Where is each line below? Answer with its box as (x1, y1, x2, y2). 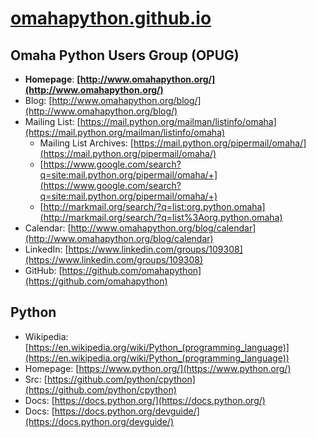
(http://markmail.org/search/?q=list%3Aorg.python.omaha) (39, 212, 283, 223)
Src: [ (24, 373, 48, 385)
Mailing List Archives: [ (39, 137, 134, 149)
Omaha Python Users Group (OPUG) (10, 47, 240, 64)
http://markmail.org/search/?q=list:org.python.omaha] (43, 201, 266, 212)
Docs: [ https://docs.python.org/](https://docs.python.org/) (24, 394, 266, 406)
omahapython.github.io (10, 7, 212, 30)
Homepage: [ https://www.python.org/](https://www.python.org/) (24, 362, 292, 374)
